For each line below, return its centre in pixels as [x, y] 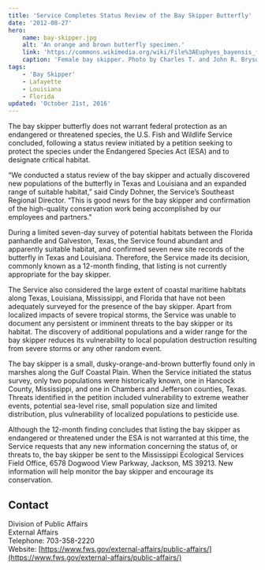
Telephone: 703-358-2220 [51, 540]
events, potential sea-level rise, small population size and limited [113, 406]
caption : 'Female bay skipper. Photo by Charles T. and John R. [130, 60]
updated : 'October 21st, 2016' [60, 104]
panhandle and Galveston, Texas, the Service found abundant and [116, 241]
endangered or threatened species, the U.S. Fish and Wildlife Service [120, 134]
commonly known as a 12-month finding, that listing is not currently [118, 266]
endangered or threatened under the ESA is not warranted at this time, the [129, 438]
